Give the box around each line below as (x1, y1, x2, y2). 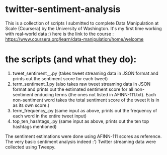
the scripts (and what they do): (5, 54, 137, 65)
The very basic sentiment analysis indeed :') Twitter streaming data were (5, 138, 156, 144)
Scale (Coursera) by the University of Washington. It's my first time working (5, 25, 162, 31)
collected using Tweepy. (5, 144, 56, 150)
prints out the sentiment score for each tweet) (12, 75, 108, 81)
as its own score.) (12, 102, 50, 108)
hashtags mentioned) (12, 123, 57, 129)
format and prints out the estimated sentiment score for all (12, 86, 134, 92)
